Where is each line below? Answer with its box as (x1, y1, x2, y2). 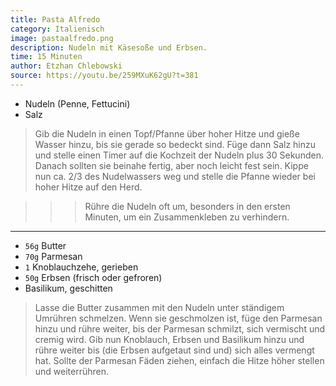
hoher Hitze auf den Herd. (34, 181, 143, 193)
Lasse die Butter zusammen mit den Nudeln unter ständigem (34, 301, 285, 313)
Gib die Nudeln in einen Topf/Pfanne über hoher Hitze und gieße (34, 127, 300, 140)
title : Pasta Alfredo (10, 14, 101, 25)
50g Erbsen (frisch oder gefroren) (24, 271, 163, 283)
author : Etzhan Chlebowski (10, 61, 123, 71)
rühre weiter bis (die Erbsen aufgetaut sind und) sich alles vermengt (34, 344, 315, 356)
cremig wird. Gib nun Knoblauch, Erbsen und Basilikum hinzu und (34, 333, 305, 345)
